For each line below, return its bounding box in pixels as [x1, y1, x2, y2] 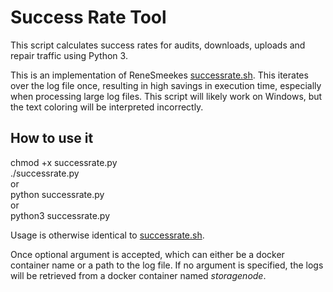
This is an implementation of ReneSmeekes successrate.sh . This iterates [10, 69, 309, 81]
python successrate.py [10, 188, 105, 200]
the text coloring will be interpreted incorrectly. [10, 101, 204, 113]
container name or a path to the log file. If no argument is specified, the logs [10, 259, 324, 271]
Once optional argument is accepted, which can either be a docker [10, 248, 285, 260]
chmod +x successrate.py [10, 156, 118, 168]
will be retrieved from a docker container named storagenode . [10, 269, 267, 281]
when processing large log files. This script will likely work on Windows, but [10, 90, 323, 102]
